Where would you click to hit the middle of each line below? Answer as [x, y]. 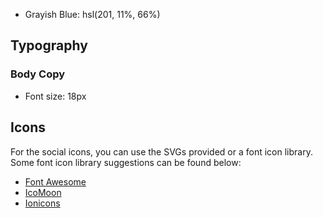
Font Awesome [55, 181]
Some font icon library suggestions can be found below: [126, 162]
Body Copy [38, 74]
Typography [49, 45]
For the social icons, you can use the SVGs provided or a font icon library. [161, 151]
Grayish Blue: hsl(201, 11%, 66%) [92, 14]
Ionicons [42, 203]
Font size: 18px [55, 96]
